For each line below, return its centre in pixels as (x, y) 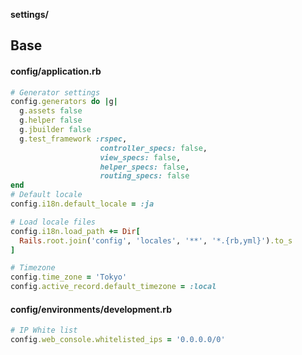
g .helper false (51, 120)
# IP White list (44, 330)
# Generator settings (55, 92)
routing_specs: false (144, 176)
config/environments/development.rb (91, 309)
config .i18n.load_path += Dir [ (75, 231)
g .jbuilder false (55, 130)
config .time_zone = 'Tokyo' (69, 277)
